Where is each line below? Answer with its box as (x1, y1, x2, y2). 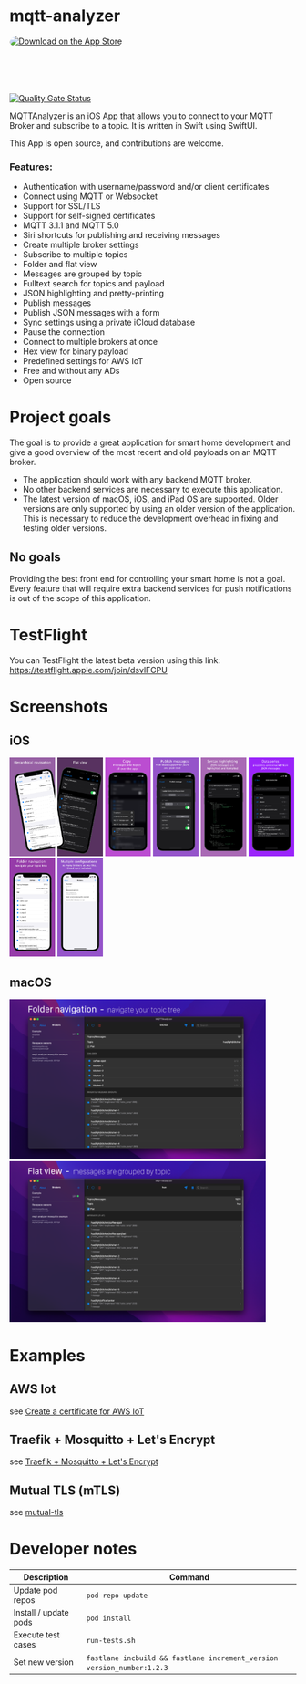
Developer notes (9, 1539, 138, 1560)
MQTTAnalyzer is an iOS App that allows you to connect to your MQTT (9, 110, 274, 121)
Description (23, 1571, 69, 1583)
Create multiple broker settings (22, 239, 139, 251)
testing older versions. (22, 523, 107, 534)
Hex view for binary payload (22, 346, 129, 357)
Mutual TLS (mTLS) (9, 1482, 121, 1498)
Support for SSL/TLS (22, 201, 101, 212)
